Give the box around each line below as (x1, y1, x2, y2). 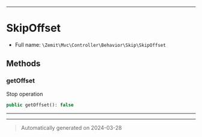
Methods (6, 58, 41, 69)
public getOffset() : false (6, 102, 74, 108)
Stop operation (6, 90, 43, 97)
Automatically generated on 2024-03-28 (20, 124, 122, 131)
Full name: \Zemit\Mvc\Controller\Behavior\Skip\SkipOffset (14, 41, 167, 48)
